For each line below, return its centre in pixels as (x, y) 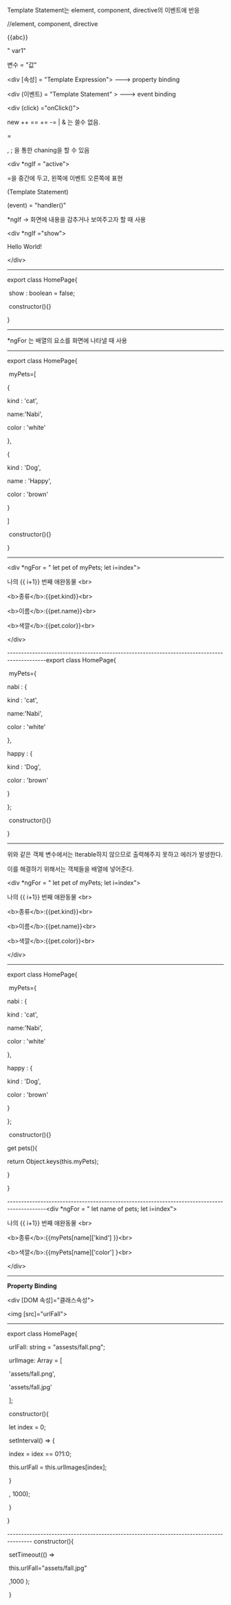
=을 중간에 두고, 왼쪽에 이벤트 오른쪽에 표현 (65, 178)
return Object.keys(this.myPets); (53, 1161)
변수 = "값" (22, 65)
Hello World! (25, 246)
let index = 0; (27, 1427)
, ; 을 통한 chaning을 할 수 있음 (48, 150)
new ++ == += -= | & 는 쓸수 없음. (54, 122)
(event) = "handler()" (37, 205)
